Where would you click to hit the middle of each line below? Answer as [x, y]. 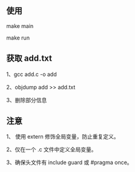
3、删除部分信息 [27, 100]
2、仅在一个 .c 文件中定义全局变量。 [51, 150]
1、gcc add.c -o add [31, 74]
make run [18, 38]
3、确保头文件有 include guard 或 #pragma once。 [69, 162]
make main [20, 26]
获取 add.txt [29, 59]
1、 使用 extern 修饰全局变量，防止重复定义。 [63, 137]
